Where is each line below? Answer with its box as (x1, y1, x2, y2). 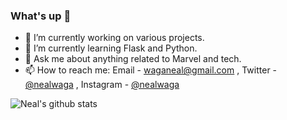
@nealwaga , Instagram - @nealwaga (24, 79, 180, 91)
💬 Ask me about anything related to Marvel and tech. (24, 53, 242, 65)
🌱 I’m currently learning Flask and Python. (24, 42, 198, 54)
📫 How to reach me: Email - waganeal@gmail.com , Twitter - (24, 64, 278, 76)
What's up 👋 (10, 9, 72, 23)
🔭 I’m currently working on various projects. (24, 32, 205, 44)
